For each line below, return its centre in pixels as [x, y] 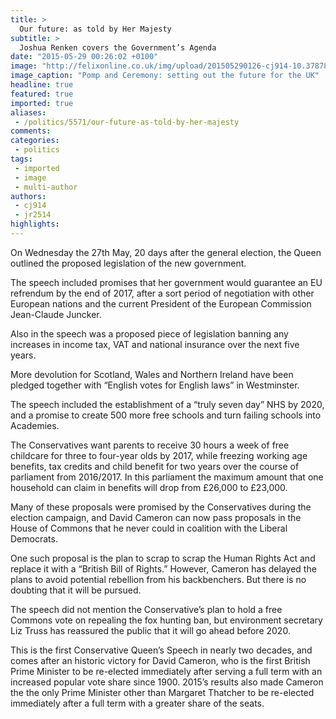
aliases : [28, 112]
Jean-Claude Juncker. [56, 314]
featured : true [42, 94]
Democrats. [34, 538]
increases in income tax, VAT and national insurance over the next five [155, 344]
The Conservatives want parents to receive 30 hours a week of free [150, 445]
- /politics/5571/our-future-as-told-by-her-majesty [127, 122]
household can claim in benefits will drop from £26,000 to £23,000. [149, 487]
